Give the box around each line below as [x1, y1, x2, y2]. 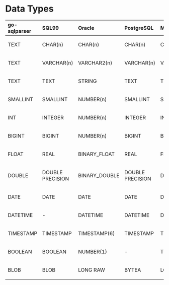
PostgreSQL [124, 24, 154, 31]
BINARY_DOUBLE [77, 172, 120, 179]
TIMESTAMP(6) [77, 230, 115, 237]
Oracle [77, 24, 95, 31]
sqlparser [8, 27, 32, 34]
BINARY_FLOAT [77, 151, 115, 158]
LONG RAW [77, 266, 106, 273]
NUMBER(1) [77, 248, 107, 255]
